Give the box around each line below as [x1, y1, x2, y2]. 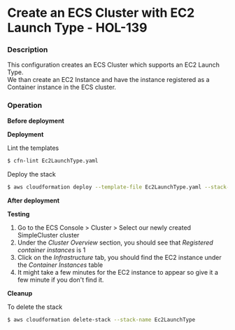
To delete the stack [7, 303, 63, 311]
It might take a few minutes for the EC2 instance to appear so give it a [17, 268, 218, 276]
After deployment [7, 196, 60, 205]
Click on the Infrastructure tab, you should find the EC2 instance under [17, 253, 222, 261]
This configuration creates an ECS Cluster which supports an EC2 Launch [7, 61, 220, 69]
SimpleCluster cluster [17, 231, 80, 239]
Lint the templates [7, 144, 59, 152]
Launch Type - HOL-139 [7, 20, 148, 36]
